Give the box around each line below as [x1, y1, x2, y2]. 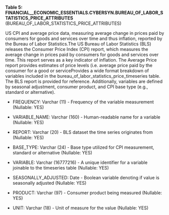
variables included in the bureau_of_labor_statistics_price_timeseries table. [5, 73, 160, 79]
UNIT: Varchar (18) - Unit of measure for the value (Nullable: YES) [12, 205, 149, 211]
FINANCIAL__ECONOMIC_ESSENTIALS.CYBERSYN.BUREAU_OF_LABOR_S [5, 10, 163, 16]
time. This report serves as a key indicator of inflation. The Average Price [5, 57, 157, 63]
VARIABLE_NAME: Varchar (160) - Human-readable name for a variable [12, 114, 160, 120]
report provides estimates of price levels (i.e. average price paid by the [5, 63, 153, 68]
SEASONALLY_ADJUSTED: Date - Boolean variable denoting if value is [12, 175, 160, 181]
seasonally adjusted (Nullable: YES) [12, 180, 87, 186]
